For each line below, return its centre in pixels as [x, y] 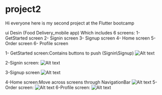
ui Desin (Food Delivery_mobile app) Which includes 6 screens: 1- [73, 32]
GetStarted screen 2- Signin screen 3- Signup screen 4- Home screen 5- [80, 38]
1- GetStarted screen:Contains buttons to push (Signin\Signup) [69, 53]
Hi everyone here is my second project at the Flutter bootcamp [70, 23]
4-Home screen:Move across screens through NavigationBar [68, 82]
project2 [23, 9]
